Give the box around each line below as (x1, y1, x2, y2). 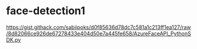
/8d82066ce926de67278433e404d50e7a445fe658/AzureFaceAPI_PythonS (6, 30, 192, 37)
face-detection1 (6, 4, 86, 18)
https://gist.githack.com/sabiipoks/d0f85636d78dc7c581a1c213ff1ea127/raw (6, 24, 192, 31)
